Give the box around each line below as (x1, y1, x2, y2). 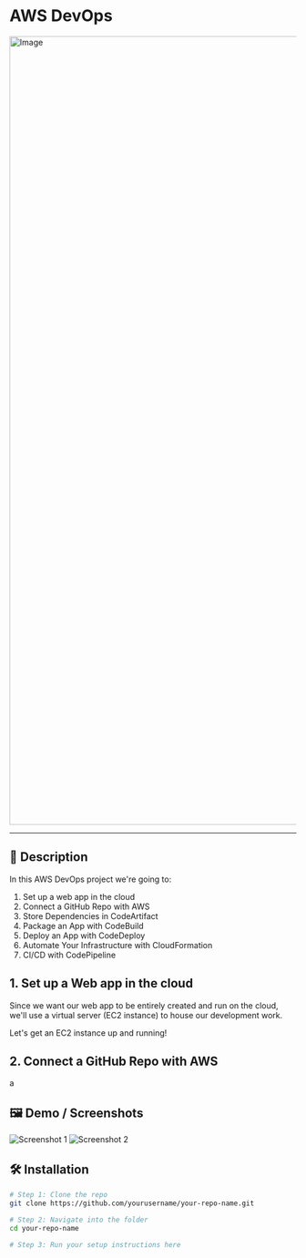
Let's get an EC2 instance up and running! (9, 1027, 168, 1038)
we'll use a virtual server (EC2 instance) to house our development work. (9, 1009, 283, 1020)
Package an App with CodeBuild (22, 920, 144, 931)
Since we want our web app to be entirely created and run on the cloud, (9, 999, 280, 1011)
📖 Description (9, 849, 88, 865)
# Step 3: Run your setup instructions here (9, 1240, 181, 1249)
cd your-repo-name (9, 1223, 79, 1232)
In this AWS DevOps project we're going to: (9, 874, 172, 885)
